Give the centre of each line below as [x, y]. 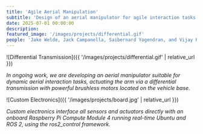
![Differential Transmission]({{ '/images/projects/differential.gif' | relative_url [101, 57]
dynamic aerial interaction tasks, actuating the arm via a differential [91, 81]
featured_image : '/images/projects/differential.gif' [76, 34]
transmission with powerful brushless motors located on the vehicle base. [98, 88]
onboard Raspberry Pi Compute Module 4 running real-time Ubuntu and [96, 118]
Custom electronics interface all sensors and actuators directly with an [95, 111]
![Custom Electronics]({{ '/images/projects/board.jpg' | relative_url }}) [93, 100]
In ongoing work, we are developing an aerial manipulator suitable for [93, 75]
